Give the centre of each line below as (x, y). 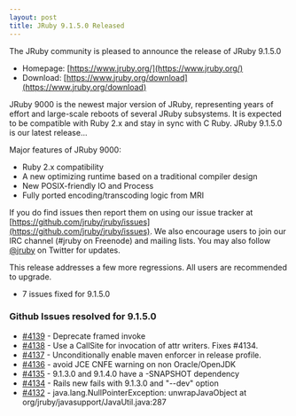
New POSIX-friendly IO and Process (88, 185)
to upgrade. (31, 277)
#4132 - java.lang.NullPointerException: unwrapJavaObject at (134, 392)
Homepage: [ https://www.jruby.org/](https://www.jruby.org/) (132, 68)
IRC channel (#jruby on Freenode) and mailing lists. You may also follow (140, 240)
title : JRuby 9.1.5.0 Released (67, 26)
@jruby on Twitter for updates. (65, 250)
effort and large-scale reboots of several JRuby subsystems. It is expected (145, 114)
